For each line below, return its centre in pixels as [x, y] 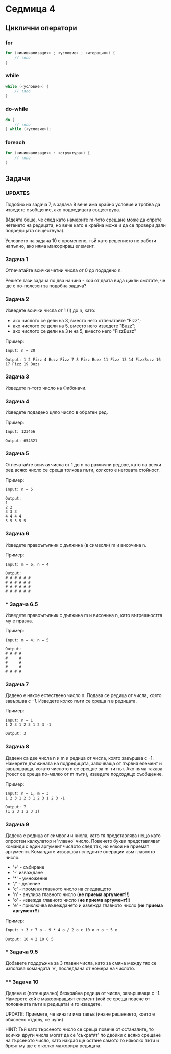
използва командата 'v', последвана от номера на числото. [70, 969]
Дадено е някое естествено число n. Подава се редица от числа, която [83, 695]
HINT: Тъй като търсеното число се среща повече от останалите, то [80, 1029]
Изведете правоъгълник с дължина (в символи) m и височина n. [76, 545]
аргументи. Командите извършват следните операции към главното [80, 851]
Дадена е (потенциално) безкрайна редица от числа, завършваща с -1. [83, 993]
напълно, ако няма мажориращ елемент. [50, 246]
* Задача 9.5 [22, 952]
